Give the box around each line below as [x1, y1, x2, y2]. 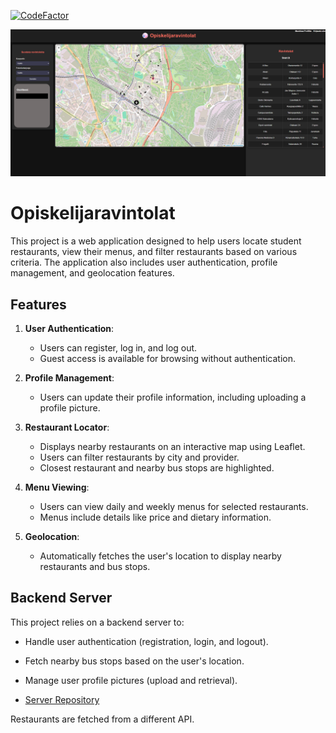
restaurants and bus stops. [39, 561, 151, 573]
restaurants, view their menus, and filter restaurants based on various [10, 246, 298, 258]
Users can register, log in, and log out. [39, 342, 198, 354]
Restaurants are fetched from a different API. [10, 713, 195, 725]
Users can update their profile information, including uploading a [39, 391, 307, 404]
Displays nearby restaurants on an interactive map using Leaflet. [39, 441, 306, 453]
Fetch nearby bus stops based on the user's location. [24, 655, 245, 667]
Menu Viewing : [24, 481, 90, 494]
